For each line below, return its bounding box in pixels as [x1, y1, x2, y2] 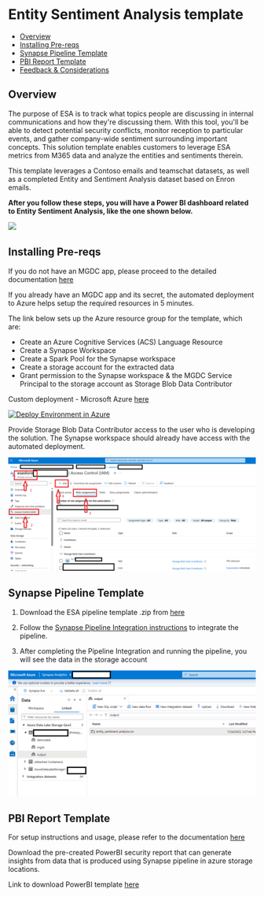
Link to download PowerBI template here [8, 880, 140, 889]
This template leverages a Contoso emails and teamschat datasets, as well [8, 165, 250, 175]
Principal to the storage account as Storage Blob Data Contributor [19, 379, 233, 388]
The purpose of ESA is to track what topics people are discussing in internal [8, 109, 254, 118]
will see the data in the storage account [19, 654, 148, 664]
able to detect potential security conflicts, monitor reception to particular [8, 125, 244, 135]
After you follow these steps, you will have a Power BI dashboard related [8, 198, 249, 207]
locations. [8, 865, 40, 874]
